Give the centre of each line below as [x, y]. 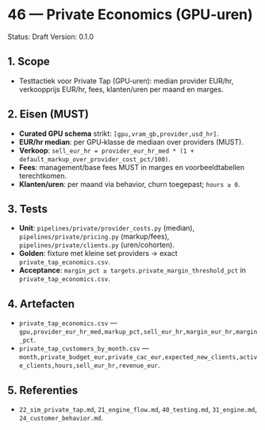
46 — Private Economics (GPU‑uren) [130, 15]
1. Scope [29, 62]
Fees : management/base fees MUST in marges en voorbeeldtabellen [132, 167]
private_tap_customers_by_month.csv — [84, 348]
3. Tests [28, 209]
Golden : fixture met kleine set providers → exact [98, 254]
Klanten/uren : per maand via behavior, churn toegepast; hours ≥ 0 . [129, 184]
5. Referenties [43, 390]
